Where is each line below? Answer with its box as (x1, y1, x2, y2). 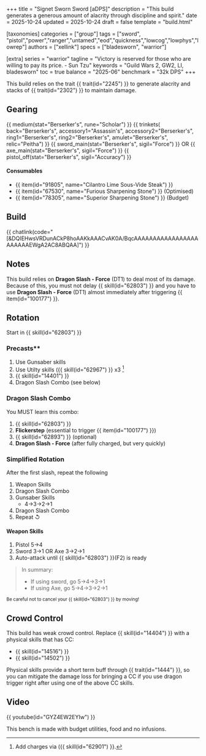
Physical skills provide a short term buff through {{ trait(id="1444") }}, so (6, 666, 190, 674)
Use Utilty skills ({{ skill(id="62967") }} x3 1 (15, 365, 124, 373)
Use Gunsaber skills (15, 358, 66, 365)
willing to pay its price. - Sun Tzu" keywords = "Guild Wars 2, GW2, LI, (6, 61, 184, 69)
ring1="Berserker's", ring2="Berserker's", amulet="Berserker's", (6, 133, 169, 141)
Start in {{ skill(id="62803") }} (6, 329, 82, 337)
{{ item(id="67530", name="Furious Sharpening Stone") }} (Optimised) (15, 187, 194, 195)
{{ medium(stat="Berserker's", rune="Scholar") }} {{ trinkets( (6, 120, 161, 128)
